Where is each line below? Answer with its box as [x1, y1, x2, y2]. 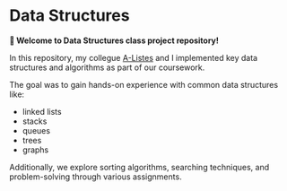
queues [22, 125, 51, 135]
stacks [22, 116, 48, 126]
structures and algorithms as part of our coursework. [9, 62, 205, 73]
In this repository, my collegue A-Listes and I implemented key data [9, 52, 258, 63]
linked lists [22, 106, 62, 117]
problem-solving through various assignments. [9, 171, 182, 182]
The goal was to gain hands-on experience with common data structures [9, 79, 279, 90]
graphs [22, 144, 49, 155]
